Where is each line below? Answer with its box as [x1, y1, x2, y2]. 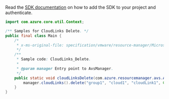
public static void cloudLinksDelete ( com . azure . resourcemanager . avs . [14, 75, 163, 80]
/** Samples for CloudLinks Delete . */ [5, 28, 89, 33]
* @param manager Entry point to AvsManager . [16, 66, 114, 71]
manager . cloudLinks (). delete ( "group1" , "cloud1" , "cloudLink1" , [23, 80, 161, 85]
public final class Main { [5, 33, 62, 38]
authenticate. [5, 10, 33, 16]
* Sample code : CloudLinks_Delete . [16, 57, 92, 62]
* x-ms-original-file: [16, 42, 64, 47]
